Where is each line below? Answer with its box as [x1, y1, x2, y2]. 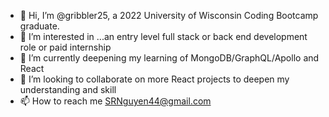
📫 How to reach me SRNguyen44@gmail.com [19, 95, 212, 107]
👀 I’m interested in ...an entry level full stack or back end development [19, 31, 308, 42]
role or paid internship [19, 41, 112, 53]
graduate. [19, 20, 60, 32]
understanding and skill [19, 84, 117, 95]
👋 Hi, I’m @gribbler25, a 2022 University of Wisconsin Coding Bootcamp [19, 10, 319, 21]
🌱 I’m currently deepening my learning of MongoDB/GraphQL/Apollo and [19, 52, 320, 64]
